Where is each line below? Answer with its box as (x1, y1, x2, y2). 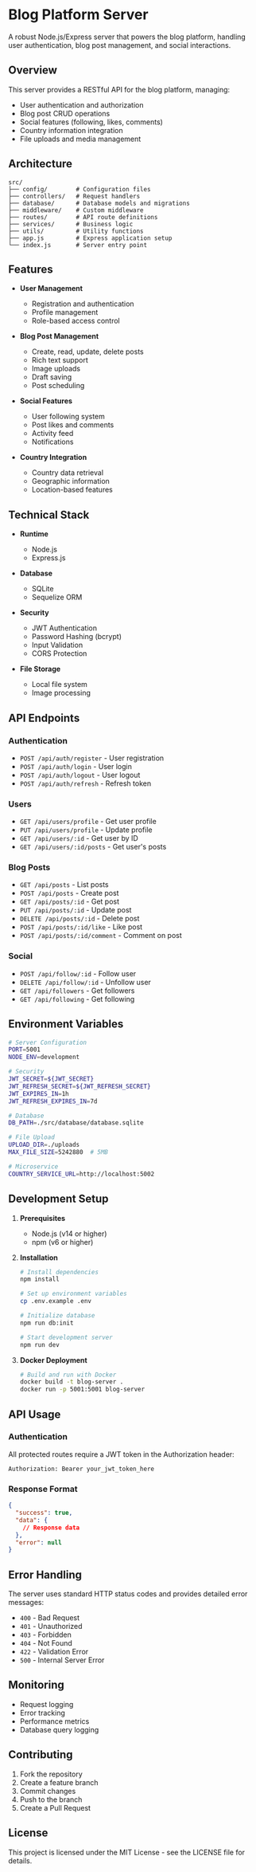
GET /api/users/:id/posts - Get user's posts (19, 842, 167, 852)
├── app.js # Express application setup (8, 234, 173, 242)
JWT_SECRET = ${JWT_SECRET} (8, 1075, 94, 1083)
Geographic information (31, 477, 110, 486)
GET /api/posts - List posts (19, 880, 109, 889)
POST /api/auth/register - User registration (19, 753, 165, 763)
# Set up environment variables (19, 1289, 127, 1298)
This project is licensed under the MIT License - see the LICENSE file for (8, 1847, 245, 1857)
